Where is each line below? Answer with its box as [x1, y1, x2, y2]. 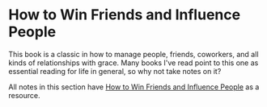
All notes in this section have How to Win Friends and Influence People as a [8, 82, 260, 92]
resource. [8, 90, 40, 100]
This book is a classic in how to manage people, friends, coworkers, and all [8, 49, 259, 59]
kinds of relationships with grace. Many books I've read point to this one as [8, 58, 259, 68]
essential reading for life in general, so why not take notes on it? [8, 66, 222, 76]
